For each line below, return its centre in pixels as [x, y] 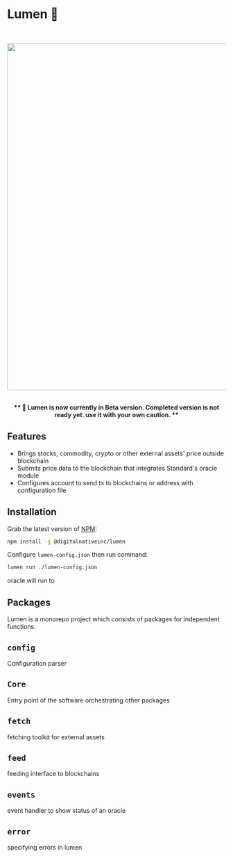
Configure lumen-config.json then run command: [77, 555]
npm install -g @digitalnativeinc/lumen [67, 541]
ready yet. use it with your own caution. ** [116, 414]
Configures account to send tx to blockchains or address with [105, 482]
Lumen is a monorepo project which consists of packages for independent [113, 619]
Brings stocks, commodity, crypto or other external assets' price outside [120, 453]
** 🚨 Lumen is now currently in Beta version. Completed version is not [116, 407]
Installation [32, 512]
